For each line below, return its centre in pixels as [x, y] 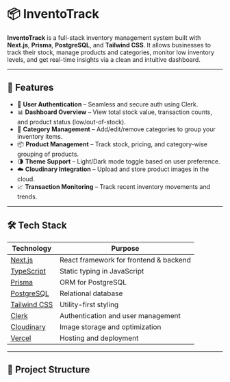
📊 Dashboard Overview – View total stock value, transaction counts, [115, 112]
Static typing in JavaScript [102, 271]
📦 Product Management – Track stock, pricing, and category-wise [112, 144]
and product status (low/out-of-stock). [72, 122]
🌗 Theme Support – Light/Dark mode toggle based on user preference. [118, 161]
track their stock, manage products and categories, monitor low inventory [111, 52]
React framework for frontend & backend [125, 260]
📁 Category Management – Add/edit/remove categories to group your [116, 129]
